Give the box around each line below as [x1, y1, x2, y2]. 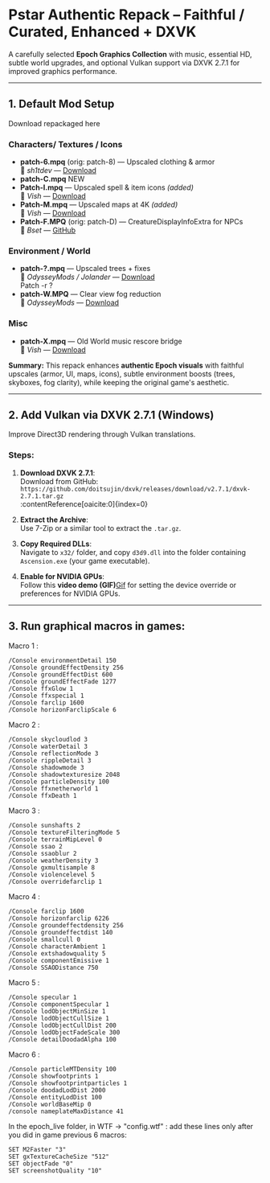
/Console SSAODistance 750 [8, 963, 99, 971]
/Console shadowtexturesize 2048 [8, 770, 121, 778]
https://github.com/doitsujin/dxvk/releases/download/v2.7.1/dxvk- [19, 485, 251, 493]
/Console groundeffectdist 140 [8, 928, 113, 936]
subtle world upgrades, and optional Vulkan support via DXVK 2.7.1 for [8, 58, 240, 68]
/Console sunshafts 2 [8, 821, 81, 829]
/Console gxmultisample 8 [8, 863, 95, 872]
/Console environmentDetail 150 [8, 656, 117, 664]
